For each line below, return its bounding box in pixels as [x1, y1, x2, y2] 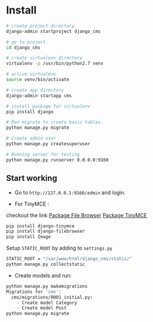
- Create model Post [16, 305, 67, 311]
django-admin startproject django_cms [6, 28, 101, 34]
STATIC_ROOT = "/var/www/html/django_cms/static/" [6, 256, 132, 262]
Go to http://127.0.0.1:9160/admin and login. [14, 189, 126, 196]
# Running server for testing [6, 151, 80, 157]
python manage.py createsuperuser [6, 141, 91, 147]
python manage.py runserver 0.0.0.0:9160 [6, 157, 109, 163]
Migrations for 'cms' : [6, 289, 62, 294]
